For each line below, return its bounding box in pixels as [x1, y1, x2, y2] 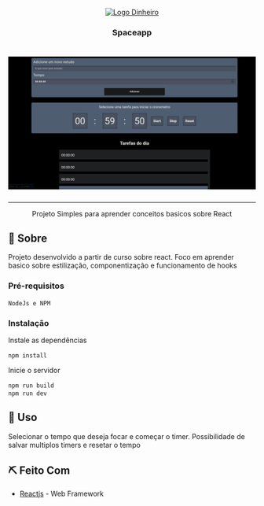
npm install [8, 351, 47, 360]
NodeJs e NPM [8, 299, 51, 307]
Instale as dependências [8, 335, 87, 345]
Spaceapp [112, 27, 152, 38]
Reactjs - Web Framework [19, 489, 104, 498]
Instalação [8, 317, 49, 328]
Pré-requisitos [8, 280, 64, 291]
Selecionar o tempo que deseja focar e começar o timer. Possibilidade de [8, 431, 245, 441]
